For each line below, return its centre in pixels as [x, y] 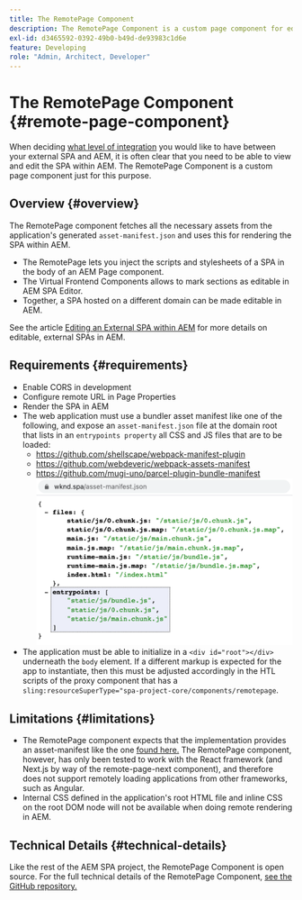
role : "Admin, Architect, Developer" [80, 57]
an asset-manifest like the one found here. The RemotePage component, [157, 750]
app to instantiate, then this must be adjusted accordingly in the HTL [149, 671]
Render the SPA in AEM [66, 406]
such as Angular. [53, 788]
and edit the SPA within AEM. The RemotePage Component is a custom [141, 166]
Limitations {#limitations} [82, 718]
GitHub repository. [44, 886]
